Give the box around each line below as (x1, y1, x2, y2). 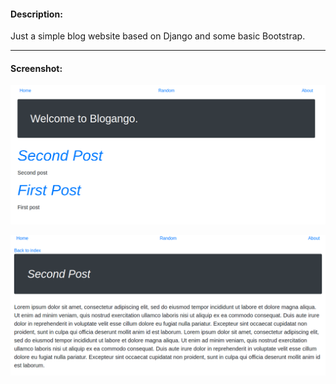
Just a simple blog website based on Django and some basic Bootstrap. (10, 30, 306, 42)
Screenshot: (10, 62, 63, 74)
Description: (10, 8, 63, 20)
